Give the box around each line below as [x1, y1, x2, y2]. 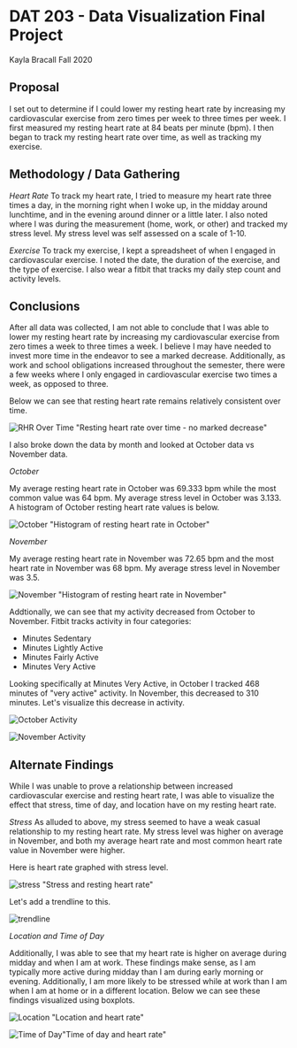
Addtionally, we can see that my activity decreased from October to [9, 606, 255, 617]
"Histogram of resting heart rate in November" [57, 589, 227, 600]
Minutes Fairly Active [21, 652, 99, 663]
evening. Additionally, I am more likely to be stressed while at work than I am [9, 976, 287, 987]
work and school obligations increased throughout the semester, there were [9, 360, 286, 371]
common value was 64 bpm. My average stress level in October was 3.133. [9, 493, 282, 504]
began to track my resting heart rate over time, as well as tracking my [9, 131, 263, 143]
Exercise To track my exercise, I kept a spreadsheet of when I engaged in [9, 245, 276, 256]
